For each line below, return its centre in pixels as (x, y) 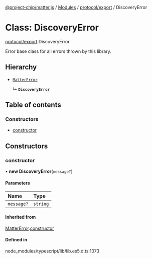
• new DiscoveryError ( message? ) (39, 171)
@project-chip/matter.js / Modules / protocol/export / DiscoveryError (76, 7)
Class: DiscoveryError (52, 28)
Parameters (18, 183)
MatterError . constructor (30, 228)
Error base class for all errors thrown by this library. (58, 51)
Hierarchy (21, 67)
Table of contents (33, 105)
